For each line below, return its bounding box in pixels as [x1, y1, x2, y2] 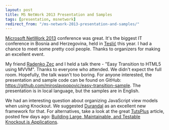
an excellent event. [5, 51, 45, 57]
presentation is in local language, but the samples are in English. [5, 88, 140, 94]
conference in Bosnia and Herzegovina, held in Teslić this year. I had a [5, 41, 152, 47]
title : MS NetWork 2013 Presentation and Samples [5, 12, 113, 17]
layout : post [5, 7, 33, 13]
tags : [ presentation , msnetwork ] [5, 17, 76, 22]
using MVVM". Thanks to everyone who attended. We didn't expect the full [5, 67, 162, 73]
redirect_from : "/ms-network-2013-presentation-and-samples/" [5, 21, 140, 27]
